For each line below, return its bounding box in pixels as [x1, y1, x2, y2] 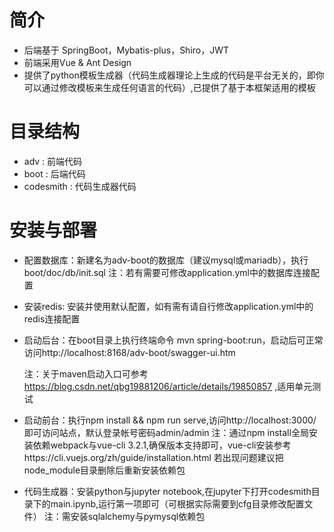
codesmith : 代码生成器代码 [23, 180, 137, 192]
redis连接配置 [23, 312, 81, 325]
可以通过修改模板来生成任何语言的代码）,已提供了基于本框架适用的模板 [23, 81, 316, 93]
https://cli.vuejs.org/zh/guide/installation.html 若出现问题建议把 [23, 451, 284, 463]
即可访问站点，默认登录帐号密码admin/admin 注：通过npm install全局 [23, 426, 309, 438]
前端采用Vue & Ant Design [23, 56, 132, 68]
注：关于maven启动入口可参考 [23, 367, 149, 380]
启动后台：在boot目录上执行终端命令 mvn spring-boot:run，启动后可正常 [23, 334, 324, 346]
